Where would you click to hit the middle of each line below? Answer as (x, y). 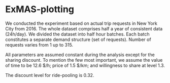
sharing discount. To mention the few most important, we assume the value (84, 60)
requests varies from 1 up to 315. (39, 45)
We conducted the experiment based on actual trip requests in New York (81, 23)
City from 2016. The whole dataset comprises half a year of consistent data (84, 28)
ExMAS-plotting (40, 9)
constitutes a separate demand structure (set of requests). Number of (78, 39)
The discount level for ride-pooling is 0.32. (50, 75)
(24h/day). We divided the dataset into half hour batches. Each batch (77, 34)
